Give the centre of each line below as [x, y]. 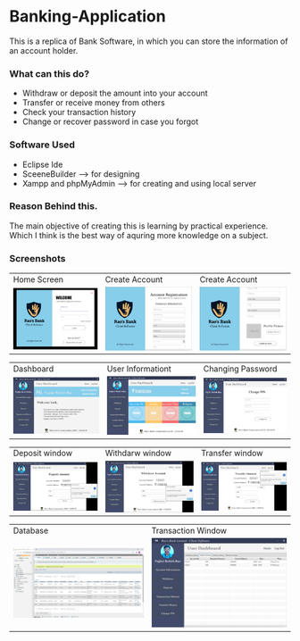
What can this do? [50, 73]
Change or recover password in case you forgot [110, 121]
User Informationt [139, 369]
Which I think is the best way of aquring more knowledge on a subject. [139, 235]
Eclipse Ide [42, 164]
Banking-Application [88, 17]
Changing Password [240, 369]
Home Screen [38, 279]
